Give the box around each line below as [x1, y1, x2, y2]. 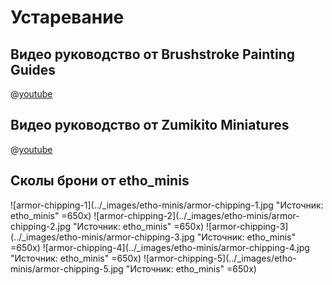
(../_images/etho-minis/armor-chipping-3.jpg [10, 231, 195, 243]
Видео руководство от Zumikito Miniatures [10, 117, 290, 134]
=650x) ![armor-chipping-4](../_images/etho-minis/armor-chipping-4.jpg [10, 241, 310, 253]
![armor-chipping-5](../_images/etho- [143, 252, 297, 264]
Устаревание [10, 6, 125, 29]
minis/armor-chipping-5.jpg [10, 262, 124, 275]
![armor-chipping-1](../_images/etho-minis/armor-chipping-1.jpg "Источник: [10, 199, 324, 211]
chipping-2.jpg [10, 220, 72, 232]
